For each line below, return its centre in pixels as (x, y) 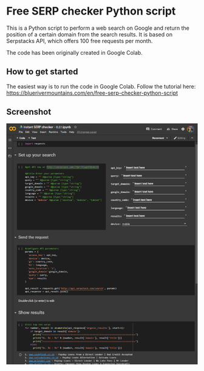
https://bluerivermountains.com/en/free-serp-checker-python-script (92, 93)
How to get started (42, 72)
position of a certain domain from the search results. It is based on (90, 34)
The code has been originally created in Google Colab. (74, 52)
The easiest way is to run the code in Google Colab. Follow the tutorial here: (101, 86)
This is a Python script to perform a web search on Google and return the (98, 28)
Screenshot (29, 112)
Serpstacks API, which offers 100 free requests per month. (80, 41)
